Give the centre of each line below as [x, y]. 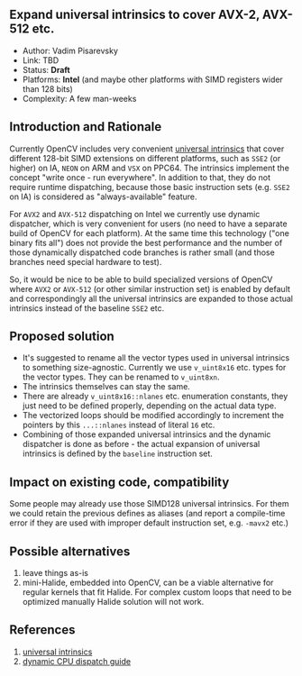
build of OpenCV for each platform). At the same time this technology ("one [150, 233]
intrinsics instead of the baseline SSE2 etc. [87, 308]
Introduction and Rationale [86, 127]
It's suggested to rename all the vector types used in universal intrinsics [156, 358]
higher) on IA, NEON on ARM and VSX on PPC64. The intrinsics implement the [150, 168]
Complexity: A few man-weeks [79, 98]
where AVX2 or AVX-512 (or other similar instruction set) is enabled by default [150, 288]
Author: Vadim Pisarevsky [70, 50]
